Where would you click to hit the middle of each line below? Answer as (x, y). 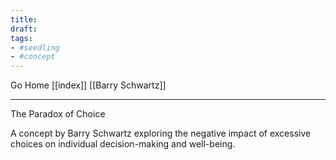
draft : (24, 29)
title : (24, 19)
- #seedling (35, 47)
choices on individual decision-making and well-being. (123, 144)
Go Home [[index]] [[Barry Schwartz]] (88, 85)
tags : (21, 38)
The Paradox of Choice (58, 114)
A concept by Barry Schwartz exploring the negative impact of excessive (161, 133)
